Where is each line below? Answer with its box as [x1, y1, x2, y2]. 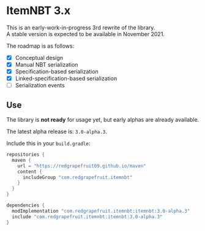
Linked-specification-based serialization [15, 75, 117, 82]
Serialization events [15, 82, 65, 89]
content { [17, 169, 43, 175]
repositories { [6, 152, 45, 158]
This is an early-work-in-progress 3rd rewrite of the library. [6, 24, 155, 31]
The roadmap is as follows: [6, 42, 75, 50]
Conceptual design [15, 54, 63, 61]
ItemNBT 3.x [6, 4, 71, 18]
